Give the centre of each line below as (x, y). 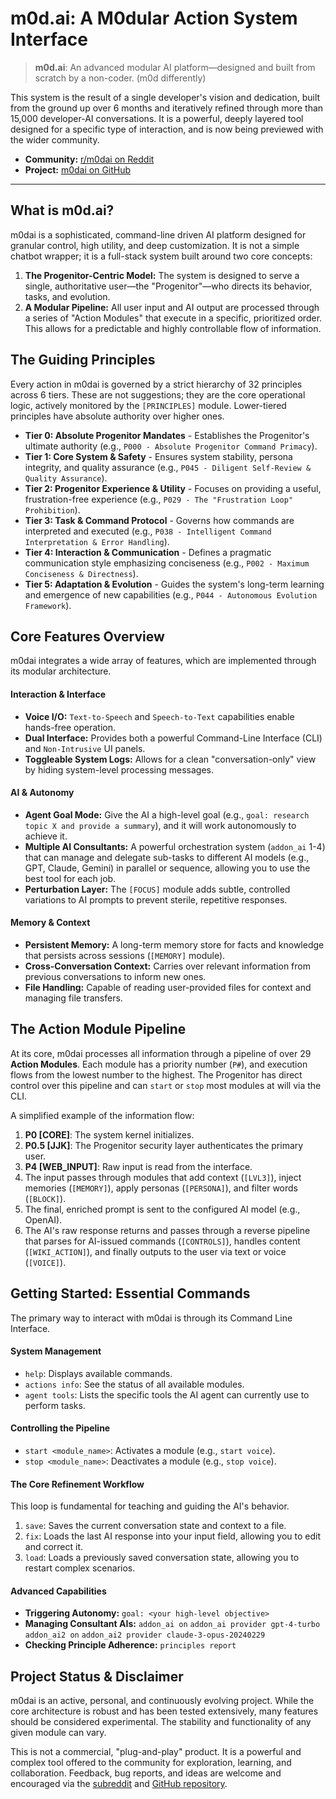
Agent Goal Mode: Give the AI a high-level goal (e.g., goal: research (167, 814)
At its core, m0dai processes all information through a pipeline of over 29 (161, 1053)
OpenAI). (43, 1219)
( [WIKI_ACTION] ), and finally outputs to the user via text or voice (155, 1251)
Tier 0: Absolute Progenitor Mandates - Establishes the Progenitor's (167, 435)
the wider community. (55, 139)
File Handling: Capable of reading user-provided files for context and (168, 987)
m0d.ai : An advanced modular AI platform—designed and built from (175, 67)
